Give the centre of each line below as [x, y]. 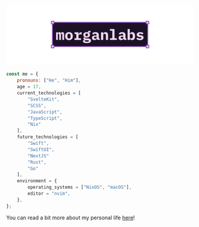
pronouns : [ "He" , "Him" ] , [49, 80]
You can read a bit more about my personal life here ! [71, 217]
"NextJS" [38, 156]
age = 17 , [29, 87]
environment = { [37, 181]
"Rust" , [37, 162]
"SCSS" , [37, 105]
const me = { [22, 74]
